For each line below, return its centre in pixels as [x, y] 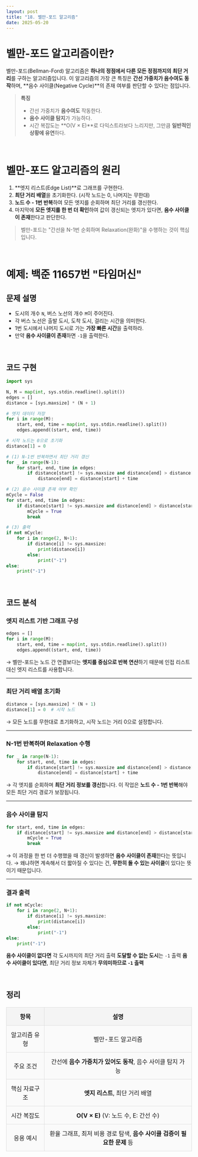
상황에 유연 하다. [47, 133]
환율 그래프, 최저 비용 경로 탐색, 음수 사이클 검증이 [115, 1133]
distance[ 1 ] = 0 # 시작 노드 [41, 709]
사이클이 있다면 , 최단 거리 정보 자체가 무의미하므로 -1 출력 [78, 963]
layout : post [22, 11]
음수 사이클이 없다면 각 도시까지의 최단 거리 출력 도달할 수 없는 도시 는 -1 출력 [94, 955]
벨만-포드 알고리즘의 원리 [63, 170]
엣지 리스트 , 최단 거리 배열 [118, 1093]
